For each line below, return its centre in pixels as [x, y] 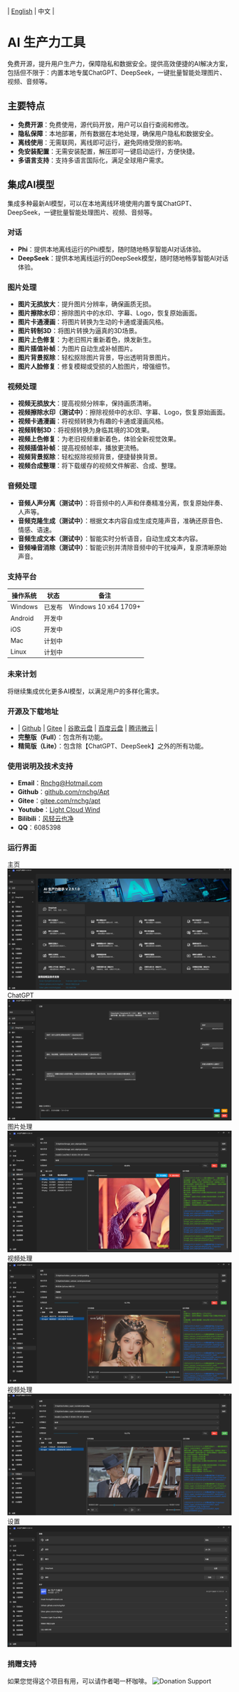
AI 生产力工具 [47, 43]
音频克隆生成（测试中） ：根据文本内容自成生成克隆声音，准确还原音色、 [122, 521]
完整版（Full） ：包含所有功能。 [62, 737]
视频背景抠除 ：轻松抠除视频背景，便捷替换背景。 [89, 457]
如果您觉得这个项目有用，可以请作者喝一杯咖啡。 [79, 1681]
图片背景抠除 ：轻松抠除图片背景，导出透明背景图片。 [96, 357]
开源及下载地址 [33, 711]
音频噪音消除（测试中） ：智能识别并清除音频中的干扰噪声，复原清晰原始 [122, 547]
